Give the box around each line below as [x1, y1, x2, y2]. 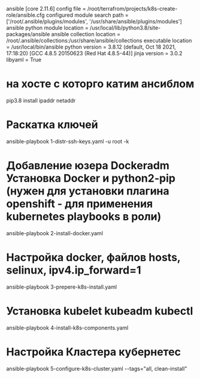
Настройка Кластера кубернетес [6, 345, 181, 359]
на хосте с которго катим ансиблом [6, 77, 195, 91]
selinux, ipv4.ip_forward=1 [6, 263, 141, 277]
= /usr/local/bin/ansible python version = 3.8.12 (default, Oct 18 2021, [6, 43, 177, 50]
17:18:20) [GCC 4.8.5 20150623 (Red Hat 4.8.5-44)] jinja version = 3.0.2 [6, 50, 183, 56]
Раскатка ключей [6, 118, 98, 131]
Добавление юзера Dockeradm [6, 159, 169, 173]
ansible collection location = [51, 31, 121, 38]
